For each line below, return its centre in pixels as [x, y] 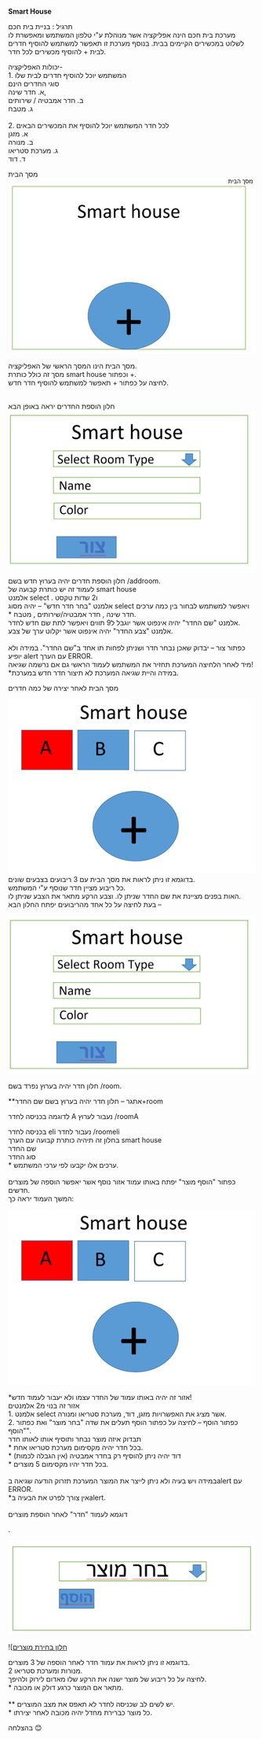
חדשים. [19, 1191]
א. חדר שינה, [27, 92]
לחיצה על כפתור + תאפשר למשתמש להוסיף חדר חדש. [89, 383]
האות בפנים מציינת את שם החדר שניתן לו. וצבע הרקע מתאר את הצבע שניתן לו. [125, 896]
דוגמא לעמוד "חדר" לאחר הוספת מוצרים [68, 1514]
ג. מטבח [21, 109]
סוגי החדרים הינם [34, 83]
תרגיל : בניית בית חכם [40, 26]
